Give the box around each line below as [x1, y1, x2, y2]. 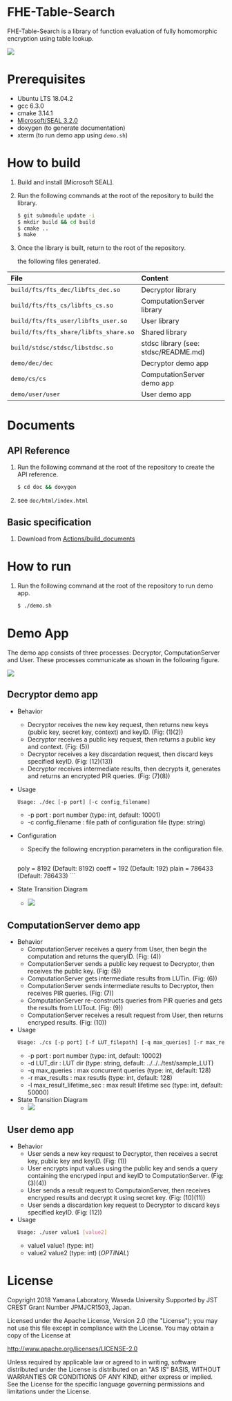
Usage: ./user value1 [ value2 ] [17, 1228, 108, 1236]
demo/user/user [10, 391, 61, 398]
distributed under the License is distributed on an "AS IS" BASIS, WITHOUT [7, 1365, 221, 1373]
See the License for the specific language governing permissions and [7, 1380, 205, 1388]
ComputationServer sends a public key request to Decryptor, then [27, 960, 215, 968]
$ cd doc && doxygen [17, 484, 77, 491]
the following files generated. [17, 257, 101, 266]
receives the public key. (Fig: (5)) [27, 967, 122, 976]
